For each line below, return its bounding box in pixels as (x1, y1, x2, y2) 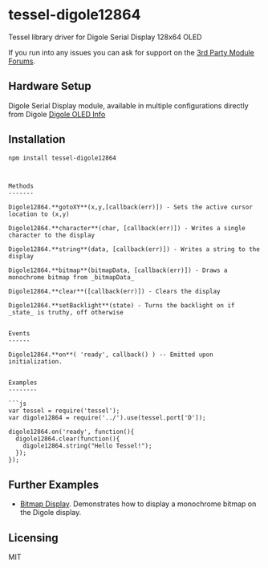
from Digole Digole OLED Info (8, 109, 106, 119)
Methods (8, 182, 35, 190)
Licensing (8, 531, 59, 545)
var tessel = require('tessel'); (8, 407, 120, 415)
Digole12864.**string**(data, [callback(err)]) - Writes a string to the (8, 245, 261, 254)
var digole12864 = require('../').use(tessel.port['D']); (8, 414, 206, 422)
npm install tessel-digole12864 (8, 154, 116, 162)
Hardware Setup (8, 79, 91, 93)
